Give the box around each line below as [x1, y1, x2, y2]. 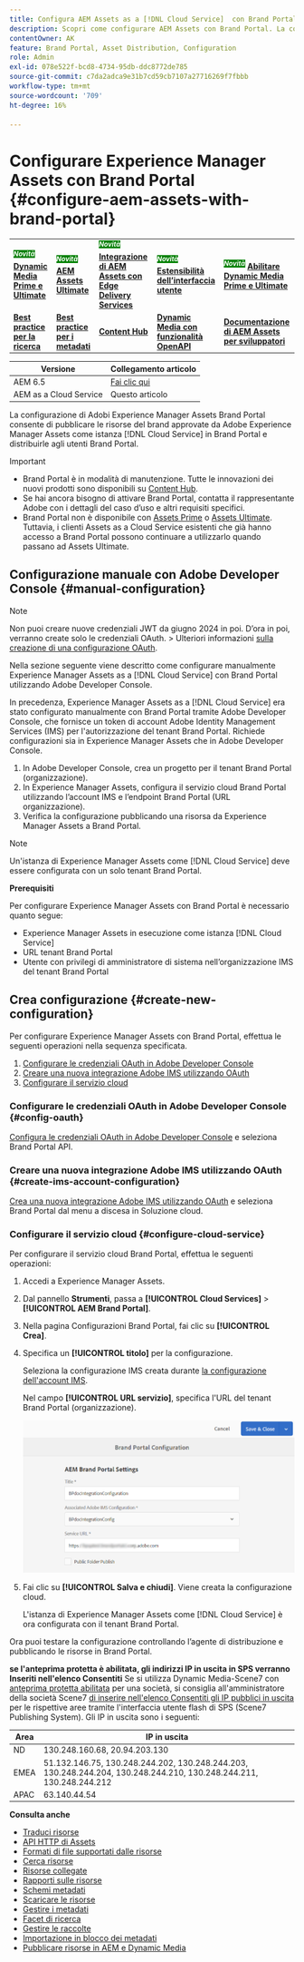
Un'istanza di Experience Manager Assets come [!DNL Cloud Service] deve [9, 855, 290, 866]
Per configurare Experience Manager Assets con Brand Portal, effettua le [9, 1030, 282, 1041]
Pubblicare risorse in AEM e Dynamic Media [22, 1942, 187, 1954]
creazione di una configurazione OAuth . [9, 642, 158, 653]
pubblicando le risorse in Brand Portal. [9, 1645, 153, 1656]
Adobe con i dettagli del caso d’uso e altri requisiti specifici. [22, 502, 246, 512]
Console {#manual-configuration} [9, 581, 206, 597]
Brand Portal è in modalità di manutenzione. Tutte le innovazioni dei [22, 473, 274, 484]
